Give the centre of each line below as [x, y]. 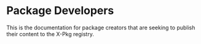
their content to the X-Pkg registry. [50, 34]
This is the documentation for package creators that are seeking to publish [101, 28]
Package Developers [60, 11]
